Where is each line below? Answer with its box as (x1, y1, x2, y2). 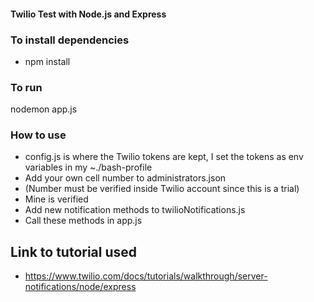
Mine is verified (24, 193, 89, 205)
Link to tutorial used (10, 243, 138, 260)
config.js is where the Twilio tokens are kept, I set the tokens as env (24, 151, 304, 163)
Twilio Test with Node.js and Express (10, 8, 167, 20)
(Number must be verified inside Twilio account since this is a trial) (24, 183, 300, 195)
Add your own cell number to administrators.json (24, 172, 227, 184)
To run (10, 80, 43, 94)
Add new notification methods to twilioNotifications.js (24, 204, 246, 216)
